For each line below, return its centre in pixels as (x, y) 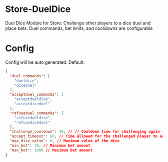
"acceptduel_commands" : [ (37, 95)
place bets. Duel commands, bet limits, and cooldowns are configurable (79, 28)
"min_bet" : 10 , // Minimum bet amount (50, 146)
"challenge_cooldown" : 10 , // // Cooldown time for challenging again (85, 132)
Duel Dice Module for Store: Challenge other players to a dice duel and (78, 23)
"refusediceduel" (32, 122)
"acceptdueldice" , (33, 99)
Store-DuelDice (38, 9)
